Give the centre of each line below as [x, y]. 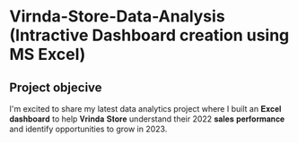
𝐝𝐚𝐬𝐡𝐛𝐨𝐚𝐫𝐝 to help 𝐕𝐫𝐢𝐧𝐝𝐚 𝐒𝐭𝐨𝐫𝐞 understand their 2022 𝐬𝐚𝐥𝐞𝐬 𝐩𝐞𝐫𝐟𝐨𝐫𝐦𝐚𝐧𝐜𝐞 [147, 119]
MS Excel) [48, 55]
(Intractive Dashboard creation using [149, 35]
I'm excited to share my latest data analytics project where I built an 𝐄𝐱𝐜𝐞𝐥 [145, 109]
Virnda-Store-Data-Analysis [118, 17]
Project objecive [56, 87]
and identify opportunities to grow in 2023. [88, 129]
